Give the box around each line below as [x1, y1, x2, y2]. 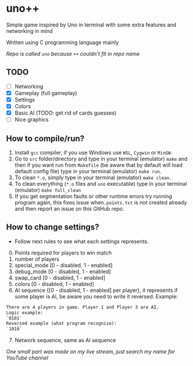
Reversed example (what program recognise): [6, 321, 117, 327]
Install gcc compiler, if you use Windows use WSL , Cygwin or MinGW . [14, 149, 172, 156]
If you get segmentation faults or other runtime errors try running [14, 193, 172, 200]
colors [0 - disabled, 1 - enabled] [14, 280, 94, 287]
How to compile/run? [6, 133, 85, 143]
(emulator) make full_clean [14, 186, 81, 193]
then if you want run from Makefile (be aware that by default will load [14, 161, 182, 169]
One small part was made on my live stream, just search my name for [6, 348, 175, 355]
